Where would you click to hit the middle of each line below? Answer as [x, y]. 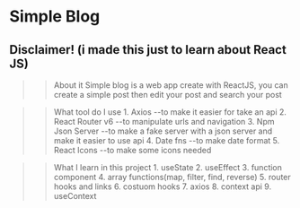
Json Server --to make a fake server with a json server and [163, 131]
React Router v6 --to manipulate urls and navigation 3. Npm [164, 121]
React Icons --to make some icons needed [132, 150]
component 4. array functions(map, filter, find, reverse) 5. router [172, 177]
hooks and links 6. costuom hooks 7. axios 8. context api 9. [163, 186]
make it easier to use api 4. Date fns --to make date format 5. [167, 140]
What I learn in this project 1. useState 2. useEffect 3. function [168, 167]
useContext [75, 196]
